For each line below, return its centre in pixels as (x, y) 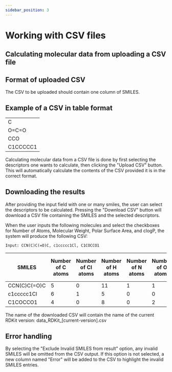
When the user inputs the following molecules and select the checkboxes (82, 225)
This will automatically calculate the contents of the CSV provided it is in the (85, 170)
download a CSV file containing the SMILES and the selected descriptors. (83, 215)
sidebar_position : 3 (27, 10)
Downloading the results (45, 192)
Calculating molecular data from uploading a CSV (86, 54)
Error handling (29, 336)
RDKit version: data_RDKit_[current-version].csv (56, 320)
